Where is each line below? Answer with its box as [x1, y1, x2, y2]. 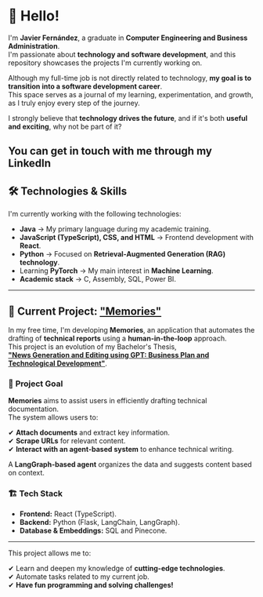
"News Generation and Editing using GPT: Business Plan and [8, 350, 210, 359]
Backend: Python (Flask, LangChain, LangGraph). [19, 517, 180, 526]
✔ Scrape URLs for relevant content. [8, 436, 126, 446]
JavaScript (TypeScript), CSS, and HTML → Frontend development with [19, 233, 254, 242]
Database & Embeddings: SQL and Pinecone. [19, 526, 168, 535]
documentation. [8, 404, 59, 414]
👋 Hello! [8, 7, 60, 25]
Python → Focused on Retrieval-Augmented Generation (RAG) [19, 249, 225, 259]
